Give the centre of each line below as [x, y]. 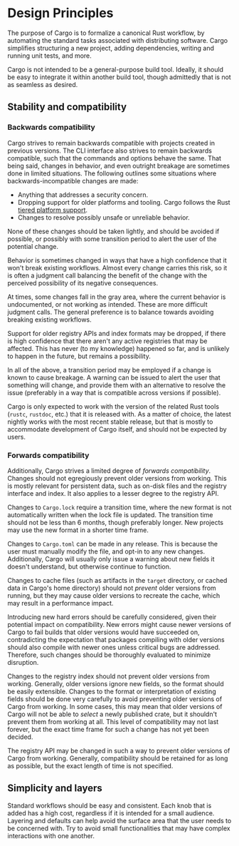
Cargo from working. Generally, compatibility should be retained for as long [118, 758]
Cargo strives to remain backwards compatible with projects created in [111, 143]
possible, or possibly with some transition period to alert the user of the [112, 239]
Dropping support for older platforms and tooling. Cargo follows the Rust [124, 202]
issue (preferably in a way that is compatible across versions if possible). [114, 392]
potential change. [33, 246]
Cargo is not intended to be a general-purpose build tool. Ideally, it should [116, 69]
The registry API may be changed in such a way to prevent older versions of [119, 750]
